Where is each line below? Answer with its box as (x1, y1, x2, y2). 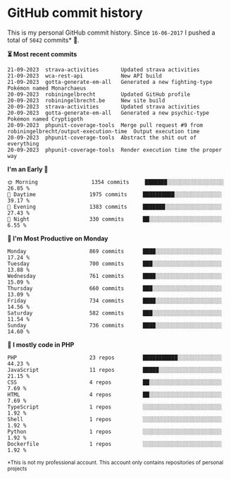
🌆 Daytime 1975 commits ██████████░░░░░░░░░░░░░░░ (7, 190, 222, 198)
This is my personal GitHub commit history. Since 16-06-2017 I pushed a (7, 28, 216, 37)
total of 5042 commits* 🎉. (7, 35, 80, 44)
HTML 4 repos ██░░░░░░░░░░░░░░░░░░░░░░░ (7, 391, 222, 398)
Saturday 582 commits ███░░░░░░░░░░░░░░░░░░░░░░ (7, 309, 222, 317)
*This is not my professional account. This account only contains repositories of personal (7, 459, 224, 466)
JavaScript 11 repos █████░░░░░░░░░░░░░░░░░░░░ (7, 366, 222, 373)
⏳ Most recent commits (7, 49, 77, 58)
